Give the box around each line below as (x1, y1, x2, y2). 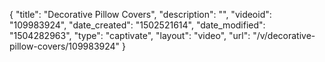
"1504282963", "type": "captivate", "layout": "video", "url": (9, 30, 251, 41)
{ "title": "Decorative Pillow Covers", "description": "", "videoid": (9, 9, 272, 20)
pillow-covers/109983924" (9, 40, 121, 52)
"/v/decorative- (252, 30, 316, 41)
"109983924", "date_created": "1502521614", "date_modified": (9, 19, 266, 31)
